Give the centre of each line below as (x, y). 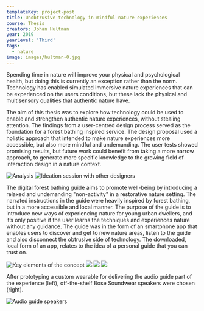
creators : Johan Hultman (38, 29)
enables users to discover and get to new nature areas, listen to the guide (98, 232)
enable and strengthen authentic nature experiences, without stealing (93, 119)
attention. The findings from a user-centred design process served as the (98, 125)
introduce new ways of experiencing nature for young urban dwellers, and (99, 213)
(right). (15, 289)
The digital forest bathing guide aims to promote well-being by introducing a (102, 187)
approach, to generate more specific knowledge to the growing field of (95, 157)
